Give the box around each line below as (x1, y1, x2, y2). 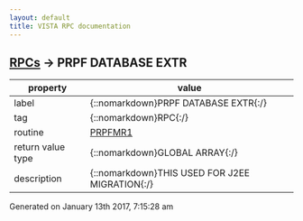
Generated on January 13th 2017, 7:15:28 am (9, 201, 174, 212)
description (14, 172, 62, 185)
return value (14, 141, 66, 153)
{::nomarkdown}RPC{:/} (89, 112, 189, 124)
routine (14, 126, 44, 139)
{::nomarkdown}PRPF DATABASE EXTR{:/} (89, 97, 268, 109)
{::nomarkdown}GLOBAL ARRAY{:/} (89, 146, 238, 159)
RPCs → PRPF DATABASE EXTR (9, 55, 188, 70)
